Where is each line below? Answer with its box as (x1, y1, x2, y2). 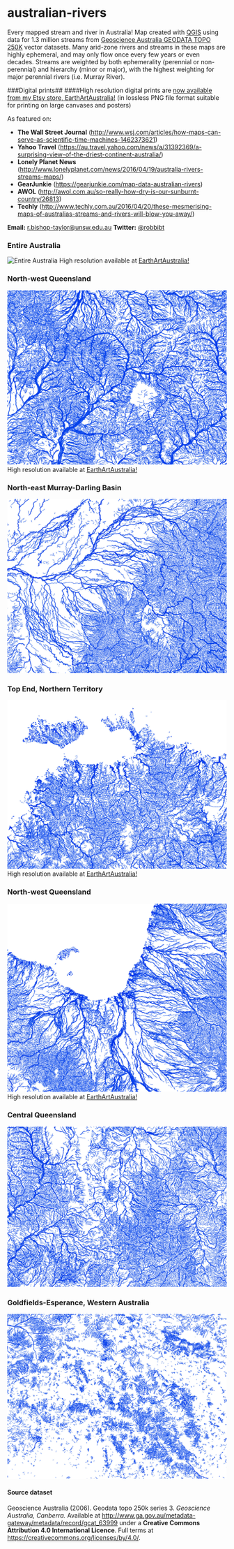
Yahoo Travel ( (17, 142, 61, 151)
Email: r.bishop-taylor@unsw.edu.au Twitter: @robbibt (7, 223, 165, 231)
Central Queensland (7, 1110, 77, 1120)
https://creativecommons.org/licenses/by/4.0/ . (7, 1533, 141, 1541)
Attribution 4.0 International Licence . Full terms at (7, 1526, 154, 1534)
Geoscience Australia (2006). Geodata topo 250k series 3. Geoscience (7, 1504, 211, 1512)
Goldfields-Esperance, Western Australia (7, 1298, 150, 1307)
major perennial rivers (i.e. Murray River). (7, 72, 125, 81)
